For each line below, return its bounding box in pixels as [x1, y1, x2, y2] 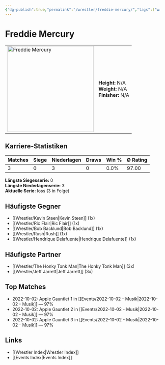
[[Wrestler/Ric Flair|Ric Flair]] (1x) [12, 221, 80, 226]
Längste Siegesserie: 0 [5, 177, 53, 183]
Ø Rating [127, 157, 148, 164]
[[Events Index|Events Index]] [12, 354, 72, 360]
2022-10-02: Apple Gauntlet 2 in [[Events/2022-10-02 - [12, 306, 125, 312]
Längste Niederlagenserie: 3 [5, 183, 65, 189]
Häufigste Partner [5, 250, 61, 258]
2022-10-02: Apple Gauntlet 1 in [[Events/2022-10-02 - [12, 296, 124, 302]
